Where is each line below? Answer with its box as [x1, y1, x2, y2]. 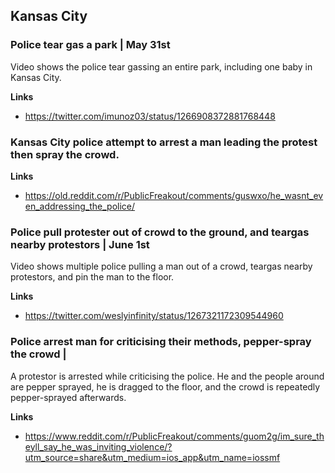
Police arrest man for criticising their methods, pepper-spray [10, 335, 312, 349]
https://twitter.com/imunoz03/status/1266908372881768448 [24, 110, 276, 122]
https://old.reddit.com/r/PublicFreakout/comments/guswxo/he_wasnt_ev [24, 189, 324, 201]
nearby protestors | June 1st [10, 237, 150, 251]
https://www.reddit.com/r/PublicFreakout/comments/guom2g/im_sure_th [24, 430, 325, 442]
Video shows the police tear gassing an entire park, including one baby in [10, 60, 313, 73]
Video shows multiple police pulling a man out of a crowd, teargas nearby [10, 260, 313, 273]
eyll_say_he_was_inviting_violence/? [24, 440, 173, 453]
